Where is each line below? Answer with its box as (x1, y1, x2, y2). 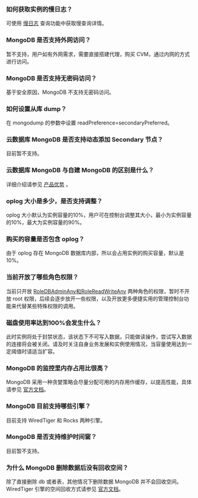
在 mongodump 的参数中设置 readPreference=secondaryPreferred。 (6, 119, 173, 126)
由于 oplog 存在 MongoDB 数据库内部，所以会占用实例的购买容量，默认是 (6, 250, 184, 257)
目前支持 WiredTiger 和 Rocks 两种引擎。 (6, 417, 106, 424)
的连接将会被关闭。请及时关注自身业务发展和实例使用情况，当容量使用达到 (6, 340, 187, 348)
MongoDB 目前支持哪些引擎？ (6, 402, 91, 411)
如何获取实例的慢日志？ (6, 5, 72, 13)
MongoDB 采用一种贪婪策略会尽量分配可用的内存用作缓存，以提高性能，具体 (6, 379, 192, 386)
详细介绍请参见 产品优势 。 (6, 181, 71, 188)
